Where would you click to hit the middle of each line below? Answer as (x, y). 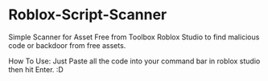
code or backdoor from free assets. (67, 45)
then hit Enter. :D (36, 69)
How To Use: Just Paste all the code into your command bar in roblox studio (134, 61)
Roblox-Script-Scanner (88, 15)
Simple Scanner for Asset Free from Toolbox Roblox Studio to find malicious (134, 37)
